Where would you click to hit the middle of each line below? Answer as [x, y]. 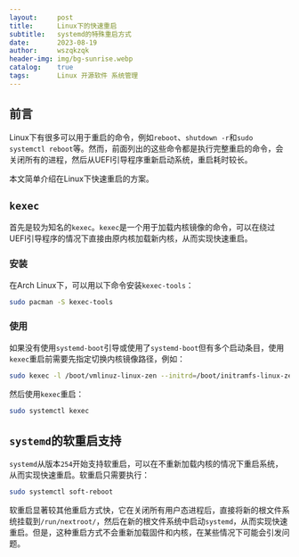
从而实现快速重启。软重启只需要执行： [79, 475]
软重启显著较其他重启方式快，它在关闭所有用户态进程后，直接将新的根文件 [145, 511]
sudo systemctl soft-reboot [61, 492]
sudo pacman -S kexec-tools [61, 302]
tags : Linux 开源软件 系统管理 [74, 76]
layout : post [41, 17]
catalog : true [41, 68]
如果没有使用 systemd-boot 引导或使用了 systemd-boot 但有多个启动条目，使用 [147, 347]
